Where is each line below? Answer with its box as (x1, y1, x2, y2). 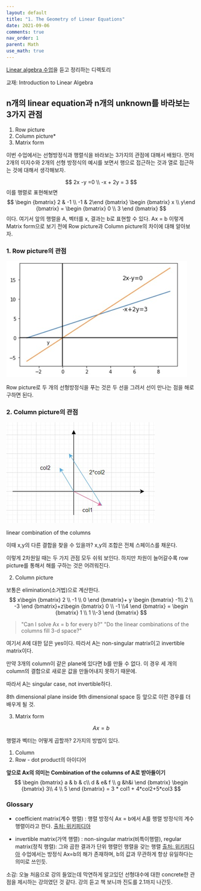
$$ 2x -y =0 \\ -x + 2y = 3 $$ (65, 178, 137, 185)
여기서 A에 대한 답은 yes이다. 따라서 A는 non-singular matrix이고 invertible (6, 640, 185, 647)
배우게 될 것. (6, 701, 36, 708)
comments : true (6, 29, 45, 35)
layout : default (6, 10, 47, 16)
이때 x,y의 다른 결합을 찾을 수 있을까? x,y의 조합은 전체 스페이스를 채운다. (6, 541, 178, 549)
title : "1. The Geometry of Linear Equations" (6, 16, 125, 22)
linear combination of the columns (6, 529, 91, 537)
